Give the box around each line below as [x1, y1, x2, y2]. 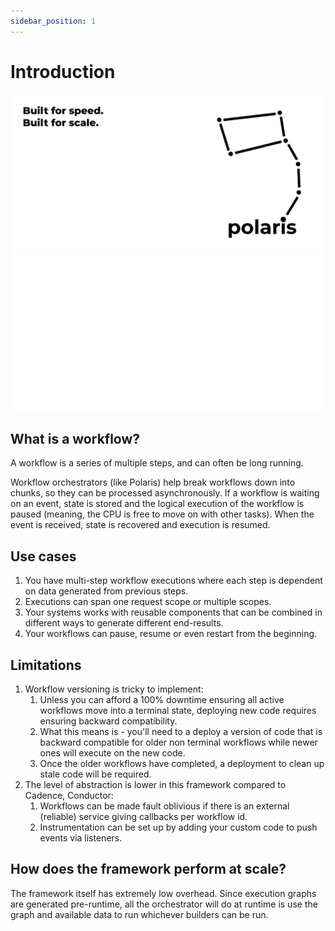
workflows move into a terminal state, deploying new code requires [39, 705, 317, 716]
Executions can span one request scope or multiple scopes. [24, 596, 272, 608]
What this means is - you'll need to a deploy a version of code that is [39, 726, 323, 737]
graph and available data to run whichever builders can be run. [10, 908, 269, 920]
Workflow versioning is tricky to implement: [24, 683, 204, 695]
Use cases [10, 548, 77, 565]
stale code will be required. [39, 768, 152, 780]
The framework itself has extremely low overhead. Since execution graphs [10, 887, 317, 899]
